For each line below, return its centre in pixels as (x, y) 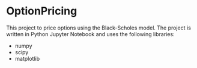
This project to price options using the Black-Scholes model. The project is (98, 28)
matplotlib (27, 58)
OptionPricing (42, 11)
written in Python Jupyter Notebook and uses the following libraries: (91, 34)
